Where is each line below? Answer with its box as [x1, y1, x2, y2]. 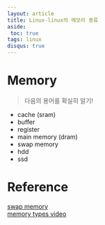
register [17, 125, 40, 133]
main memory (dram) [17, 132, 78, 141]
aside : [7, 23, 26, 30]
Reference [7, 179, 68, 195]
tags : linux [7, 36, 42, 43]
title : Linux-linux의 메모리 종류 [7, 17, 99, 24]
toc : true [10, 29, 39, 37]
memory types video [7, 210, 67, 218]
